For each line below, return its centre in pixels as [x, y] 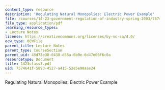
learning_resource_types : [31, 28]
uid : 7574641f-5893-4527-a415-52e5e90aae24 [50, 69]
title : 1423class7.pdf [28, 64]
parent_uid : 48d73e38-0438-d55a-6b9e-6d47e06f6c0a [58, 55]
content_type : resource [29, 9]
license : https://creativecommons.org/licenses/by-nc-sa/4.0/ [70, 37]
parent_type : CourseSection [34, 50]
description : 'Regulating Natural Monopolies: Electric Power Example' [80, 14]
